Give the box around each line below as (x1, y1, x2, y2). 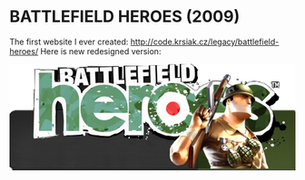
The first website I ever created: (9, 36, 129, 47)
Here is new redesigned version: (40, 45, 162, 56)
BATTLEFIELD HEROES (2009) (9, 6, 241, 27)
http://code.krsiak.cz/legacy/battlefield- (130, 36, 280, 47)
